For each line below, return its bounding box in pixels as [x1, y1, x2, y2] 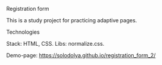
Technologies [6, 28, 40, 36]
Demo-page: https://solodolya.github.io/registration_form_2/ [6, 52, 156, 59]
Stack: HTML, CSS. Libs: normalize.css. [6, 40, 105, 47]
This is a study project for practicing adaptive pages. [6, 17, 137, 23]
